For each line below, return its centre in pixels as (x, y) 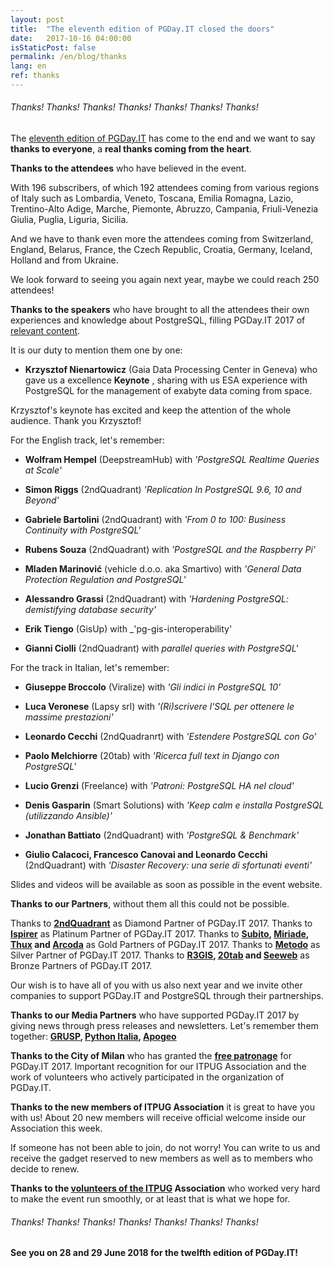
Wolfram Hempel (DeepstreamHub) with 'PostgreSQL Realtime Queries (172, 460)
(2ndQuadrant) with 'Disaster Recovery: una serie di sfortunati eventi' (168, 865)
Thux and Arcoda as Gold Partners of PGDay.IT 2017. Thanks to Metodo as (165, 945)
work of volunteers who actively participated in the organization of (147, 1077)
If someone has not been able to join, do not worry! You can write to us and (165, 1148)
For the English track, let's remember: (87, 440)
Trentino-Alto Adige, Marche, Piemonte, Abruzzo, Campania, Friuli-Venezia (164, 209)
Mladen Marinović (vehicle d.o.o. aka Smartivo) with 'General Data (163, 569)
